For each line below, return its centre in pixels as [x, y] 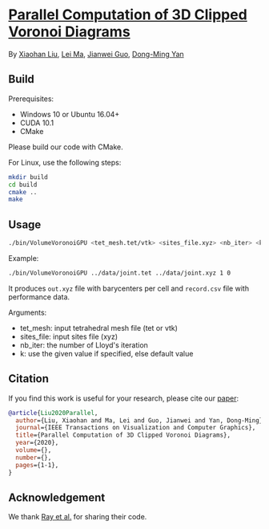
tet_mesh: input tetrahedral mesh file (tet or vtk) [99, 328]
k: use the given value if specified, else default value [106, 353]
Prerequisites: [31, 99]
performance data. [39, 297]
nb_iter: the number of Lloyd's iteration [84, 345]
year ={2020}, [37, 443]
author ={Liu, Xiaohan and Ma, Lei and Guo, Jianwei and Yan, [120, 420]
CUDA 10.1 [37, 123]
